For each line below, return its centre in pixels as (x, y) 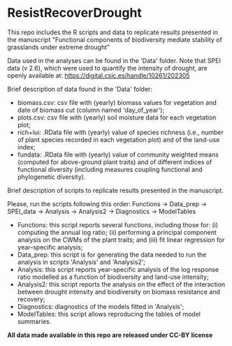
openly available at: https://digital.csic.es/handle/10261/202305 (99, 75)
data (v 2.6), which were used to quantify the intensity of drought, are (107, 68)
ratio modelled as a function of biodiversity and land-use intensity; (113, 277)
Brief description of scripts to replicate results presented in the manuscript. (115, 190)
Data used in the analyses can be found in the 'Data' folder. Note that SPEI (114, 60)
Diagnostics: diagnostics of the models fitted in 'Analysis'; (101, 306)
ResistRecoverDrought (74, 13)
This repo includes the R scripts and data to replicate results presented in (113, 32)
